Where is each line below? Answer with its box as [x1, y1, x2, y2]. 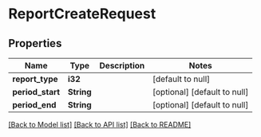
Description [99, 61, 145, 71]
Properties [8, 37, 62, 50]
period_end [12, 100, 57, 110]
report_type [12, 73, 58, 84]
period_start [12, 87, 61, 97]
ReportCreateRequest [8, 5, 156, 23]
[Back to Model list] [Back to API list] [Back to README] [8, 120, 192, 129]
